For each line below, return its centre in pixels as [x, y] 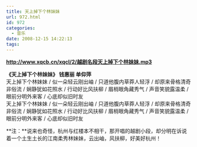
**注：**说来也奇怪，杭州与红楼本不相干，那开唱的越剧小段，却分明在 [91, 131]
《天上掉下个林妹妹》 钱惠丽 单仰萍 [49, 74]
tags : [13, 45]
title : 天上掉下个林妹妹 [33, 11]
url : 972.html [24, 17]
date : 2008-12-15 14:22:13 [39, 39]
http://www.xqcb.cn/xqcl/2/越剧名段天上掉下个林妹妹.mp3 [79, 62]
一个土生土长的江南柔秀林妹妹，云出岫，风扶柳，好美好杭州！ [86, 138]
